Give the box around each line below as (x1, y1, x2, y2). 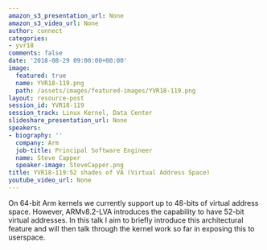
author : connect (8, 27, 63, 35)
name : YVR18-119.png (15, 79, 84, 87)
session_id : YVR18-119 (8, 101, 84, 109)
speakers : (8, 124, 42, 132)
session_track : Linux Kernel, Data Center (8, 109, 153, 117)
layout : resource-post (8, 94, 84, 102)
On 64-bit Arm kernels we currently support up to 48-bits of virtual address (8, 198, 259, 207)
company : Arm (15, 138, 60, 147)
